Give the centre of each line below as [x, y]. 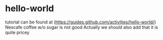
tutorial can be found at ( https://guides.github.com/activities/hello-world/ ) [81, 22]
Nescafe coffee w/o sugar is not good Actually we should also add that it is [82, 27]
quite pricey [17, 32]
